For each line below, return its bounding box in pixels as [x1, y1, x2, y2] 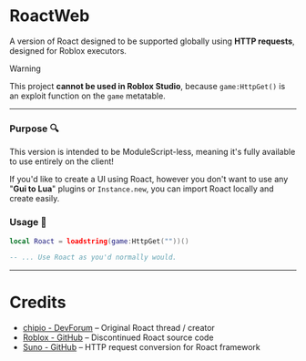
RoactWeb [9, 5, 90, 26]
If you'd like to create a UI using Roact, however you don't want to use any [9, 174, 289, 185]
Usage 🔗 [9, 216, 47, 229]
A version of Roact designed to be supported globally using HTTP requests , [9, 36, 295, 46]
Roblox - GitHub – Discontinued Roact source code [22, 332, 214, 343]
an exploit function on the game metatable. [9, 90, 166, 101]
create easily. [9, 193, 60, 204]
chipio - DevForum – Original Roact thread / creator [22, 323, 216, 334]
